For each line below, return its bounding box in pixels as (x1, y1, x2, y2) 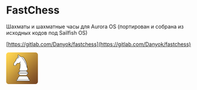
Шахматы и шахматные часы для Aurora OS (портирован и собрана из (6, 23, 184, 30)
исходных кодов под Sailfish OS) (6, 29, 88, 36)
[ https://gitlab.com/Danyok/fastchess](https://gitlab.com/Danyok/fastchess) (6, 41, 191, 48)
